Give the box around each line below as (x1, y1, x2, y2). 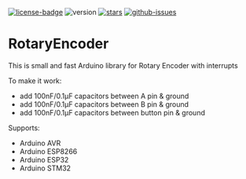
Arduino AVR (19, 138, 61, 148)
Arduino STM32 (19, 163, 72, 173)
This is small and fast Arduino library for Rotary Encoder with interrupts (8, 60, 238, 70)
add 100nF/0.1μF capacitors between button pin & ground (19, 108, 206, 117)
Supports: (8, 122, 41, 133)
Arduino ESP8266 (19, 146, 78, 156)
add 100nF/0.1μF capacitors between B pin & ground (19, 99, 189, 109)
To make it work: (8, 75, 62, 86)
